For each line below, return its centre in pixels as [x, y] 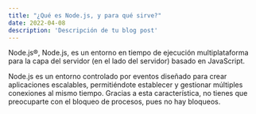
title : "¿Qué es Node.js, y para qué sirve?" [85, 15]
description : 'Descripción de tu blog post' [83, 30]
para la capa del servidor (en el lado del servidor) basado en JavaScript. [126, 61]
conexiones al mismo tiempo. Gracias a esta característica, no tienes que [128, 93]
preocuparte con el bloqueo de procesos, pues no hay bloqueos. [114, 102]
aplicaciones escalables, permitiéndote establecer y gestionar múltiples [126, 85]
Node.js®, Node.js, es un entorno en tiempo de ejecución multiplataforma [128, 53]
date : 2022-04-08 [37, 23]
